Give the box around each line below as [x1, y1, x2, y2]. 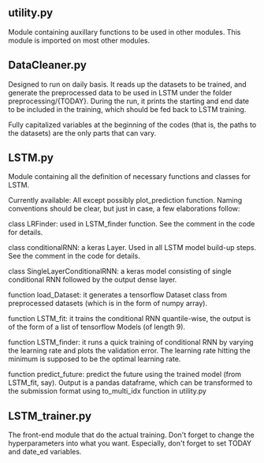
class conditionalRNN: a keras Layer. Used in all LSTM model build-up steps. [8, 243, 257, 252]
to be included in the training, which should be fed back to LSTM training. [8, 104, 247, 114]
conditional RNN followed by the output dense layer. [8, 275, 177, 285]
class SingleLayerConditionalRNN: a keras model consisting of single [8, 267, 232, 276]
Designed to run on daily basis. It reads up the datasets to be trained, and [8, 79, 247, 89]
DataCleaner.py [8, 58, 87, 72]
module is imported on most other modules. [8, 35, 151, 45]
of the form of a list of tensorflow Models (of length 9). [8, 323, 186, 332]
